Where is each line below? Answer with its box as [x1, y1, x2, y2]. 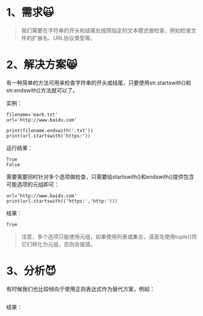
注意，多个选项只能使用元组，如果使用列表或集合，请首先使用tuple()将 [21, 233, 197, 240]
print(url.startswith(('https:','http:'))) [6, 198, 118, 204]
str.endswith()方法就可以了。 [6, 86, 78, 94]
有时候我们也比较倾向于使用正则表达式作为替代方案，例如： [6, 285, 155, 292]
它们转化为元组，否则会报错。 [21, 240, 96, 247]
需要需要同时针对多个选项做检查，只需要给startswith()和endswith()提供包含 [6, 173, 195, 180]
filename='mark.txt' [6, 112, 59, 118]
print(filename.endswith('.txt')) [6, 127, 94, 133]
